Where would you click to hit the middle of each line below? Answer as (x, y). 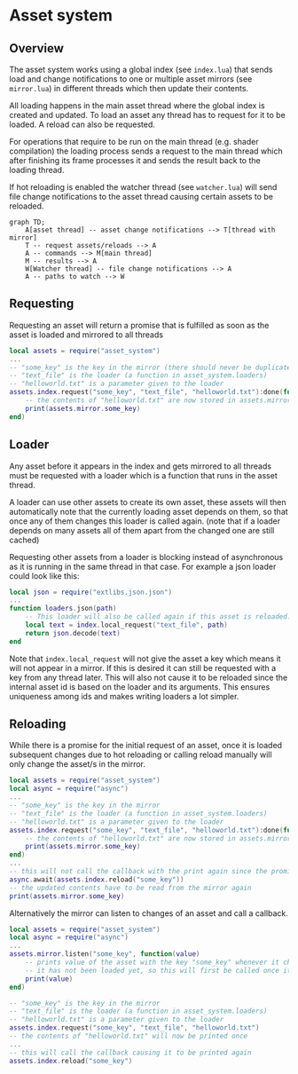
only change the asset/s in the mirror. (78, 764)
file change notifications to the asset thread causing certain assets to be (141, 197)
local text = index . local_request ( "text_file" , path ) (126, 625)
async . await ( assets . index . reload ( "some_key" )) (97, 880)
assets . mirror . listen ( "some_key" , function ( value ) (105, 954)
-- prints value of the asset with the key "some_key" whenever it (152, 963)
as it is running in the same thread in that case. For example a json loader (143, 566)
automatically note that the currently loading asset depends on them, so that (149, 511)
